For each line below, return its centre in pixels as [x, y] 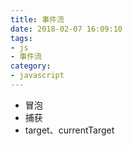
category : [31, 66]
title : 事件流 [37, 19]
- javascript [37, 76]
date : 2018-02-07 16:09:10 [66, 29]
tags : [21, 38]
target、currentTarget [69, 130]
